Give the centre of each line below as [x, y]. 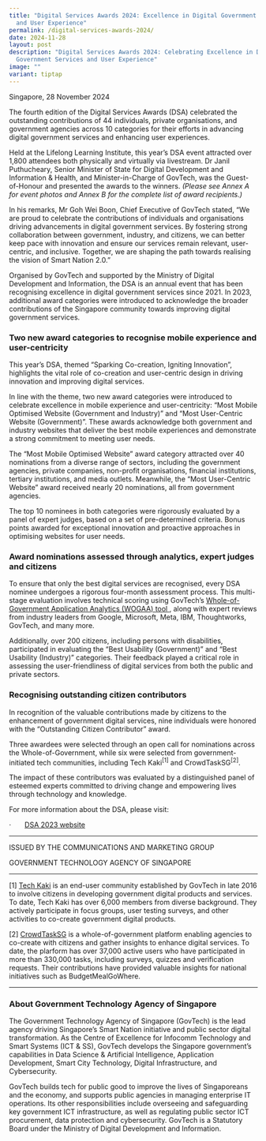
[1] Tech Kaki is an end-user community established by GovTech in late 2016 [133, 885]
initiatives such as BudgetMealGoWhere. [75, 976]
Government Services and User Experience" [87, 60]
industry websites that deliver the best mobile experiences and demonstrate [133, 430]
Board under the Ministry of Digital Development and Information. [115, 1128]
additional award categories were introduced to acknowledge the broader [129, 300]
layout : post [30, 45]
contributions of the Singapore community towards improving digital [120, 309]
